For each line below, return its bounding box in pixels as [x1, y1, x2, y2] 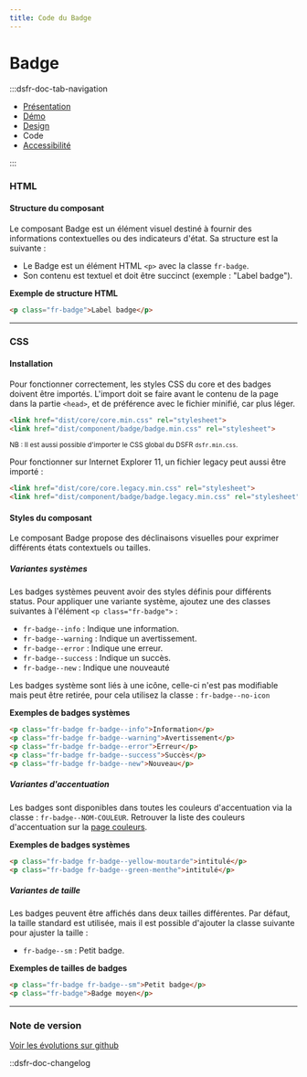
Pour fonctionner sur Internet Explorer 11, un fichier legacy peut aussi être [9, 456, 286, 467]
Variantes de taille [9, 885, 80, 896]
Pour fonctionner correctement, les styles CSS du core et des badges [9, 379, 271, 389]
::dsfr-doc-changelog [9, 1058, 91, 1069]
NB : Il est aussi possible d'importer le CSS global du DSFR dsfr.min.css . [9, 441, 238, 450]
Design [22, 120, 50, 131]
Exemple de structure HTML [9, 287, 119, 298]
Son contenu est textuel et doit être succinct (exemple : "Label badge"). [22, 270, 293, 281]
